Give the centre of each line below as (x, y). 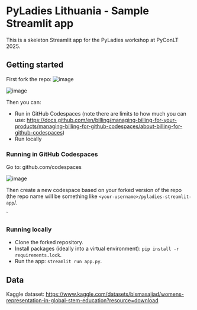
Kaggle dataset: (25, 294)
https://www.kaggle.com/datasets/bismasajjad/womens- (115, 294)
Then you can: (24, 102)
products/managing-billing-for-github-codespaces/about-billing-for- (98, 126)
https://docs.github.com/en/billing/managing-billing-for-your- (102, 120)
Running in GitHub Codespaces (52, 154)
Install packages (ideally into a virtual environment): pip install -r (97, 249)
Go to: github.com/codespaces (44, 167)
